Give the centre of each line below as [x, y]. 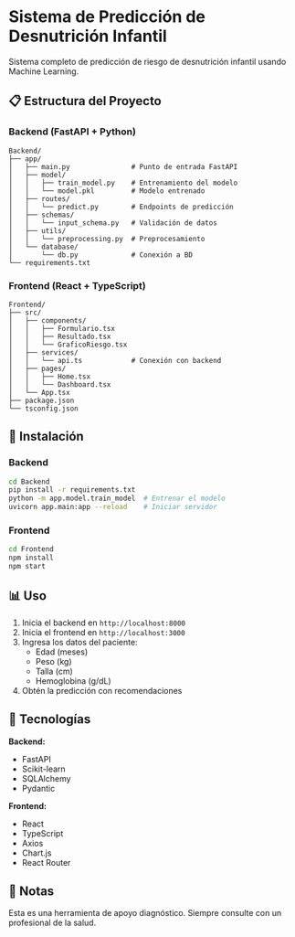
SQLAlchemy [46, 778]
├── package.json [42, 400]
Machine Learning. [44, 71]
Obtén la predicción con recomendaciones [102, 690]
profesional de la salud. [53, 923]
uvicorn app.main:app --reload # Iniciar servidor [113, 507]
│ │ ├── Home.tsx [50, 377]
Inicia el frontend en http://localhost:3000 [103, 632]
